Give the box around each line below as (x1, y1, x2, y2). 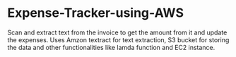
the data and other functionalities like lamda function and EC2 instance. (7, 43, 216, 51)
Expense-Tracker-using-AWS (7, 5, 184, 21)
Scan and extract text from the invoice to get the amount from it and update (7, 28, 228, 37)
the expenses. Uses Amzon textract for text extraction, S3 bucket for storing (7, 35, 230, 44)
